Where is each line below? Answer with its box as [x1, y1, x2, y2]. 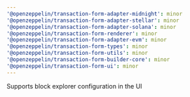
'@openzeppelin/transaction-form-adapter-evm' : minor [6, 37, 168, 44]
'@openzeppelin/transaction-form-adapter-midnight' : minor [6, 10, 183, 18]
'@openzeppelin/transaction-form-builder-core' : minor [6, 56, 170, 63]
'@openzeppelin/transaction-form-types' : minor [6, 43, 149, 50]
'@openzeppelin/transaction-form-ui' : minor [6, 63, 139, 70]
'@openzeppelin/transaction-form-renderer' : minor [6, 30, 158, 37]
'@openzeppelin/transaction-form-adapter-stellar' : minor [6, 17, 179, 24]
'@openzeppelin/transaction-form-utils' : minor [6, 50, 149, 57]
